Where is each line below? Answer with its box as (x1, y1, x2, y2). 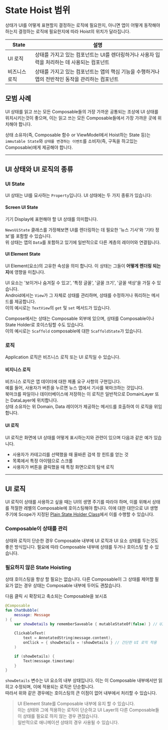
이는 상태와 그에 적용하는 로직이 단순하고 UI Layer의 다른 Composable (17, 707, 155, 713)
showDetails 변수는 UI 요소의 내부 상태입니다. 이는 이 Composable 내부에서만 (5, 677, 157, 683)
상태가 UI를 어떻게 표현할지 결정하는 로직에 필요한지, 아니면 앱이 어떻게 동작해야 (5, 22, 160, 28)
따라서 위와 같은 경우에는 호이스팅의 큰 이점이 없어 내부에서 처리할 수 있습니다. (5, 690, 157, 696)
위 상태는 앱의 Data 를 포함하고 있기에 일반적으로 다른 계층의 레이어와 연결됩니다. (5, 239, 161, 245)
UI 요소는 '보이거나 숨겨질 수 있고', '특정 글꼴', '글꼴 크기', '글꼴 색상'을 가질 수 (5, 279, 156, 286)
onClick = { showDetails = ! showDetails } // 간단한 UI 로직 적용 (23, 640, 157, 645)
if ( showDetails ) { (14, 654, 55, 659)
